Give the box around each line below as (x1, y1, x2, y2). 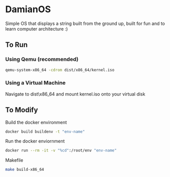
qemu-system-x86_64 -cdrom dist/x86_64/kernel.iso (5, 67, 115, 72)
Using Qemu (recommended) (5, 56, 79, 63)
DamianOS (5, 4, 51, 15)
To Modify (5, 106, 38, 114)
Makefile (5, 157, 24, 163)
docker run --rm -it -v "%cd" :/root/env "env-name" (5, 148, 117, 153)
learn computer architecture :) (5, 25, 68, 32)
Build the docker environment (5, 119, 67, 125)
